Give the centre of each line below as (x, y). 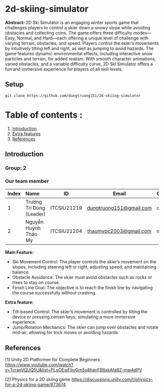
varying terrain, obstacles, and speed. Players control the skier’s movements (82, 43)
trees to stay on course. (36, 283)
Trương (34, 202)
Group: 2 (16, 168)
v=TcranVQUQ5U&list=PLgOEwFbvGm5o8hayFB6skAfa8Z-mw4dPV (74, 370)
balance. (21, 272)
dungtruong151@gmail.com (120, 208)
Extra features (26, 134)
